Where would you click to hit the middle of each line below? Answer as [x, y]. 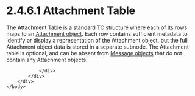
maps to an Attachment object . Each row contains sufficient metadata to [97, 33]
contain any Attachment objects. [47, 60]
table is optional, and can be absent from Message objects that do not [94, 53]
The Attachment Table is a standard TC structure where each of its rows [97, 27]
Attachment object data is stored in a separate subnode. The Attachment [97, 47]
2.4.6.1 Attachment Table [71, 11]
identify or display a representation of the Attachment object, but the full [97, 40]
